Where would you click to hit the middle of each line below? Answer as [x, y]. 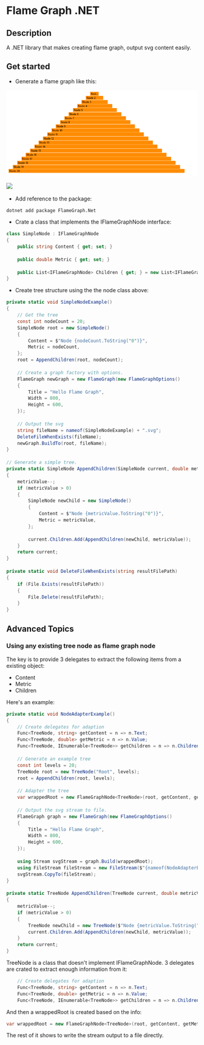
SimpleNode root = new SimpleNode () [64, 328]
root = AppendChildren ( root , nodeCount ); [70, 360]
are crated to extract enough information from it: [67, 969]
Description [29, 33]
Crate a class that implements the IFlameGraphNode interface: [93, 222]
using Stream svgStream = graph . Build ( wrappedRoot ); [85, 861]
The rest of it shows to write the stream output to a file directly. [85, 1035]
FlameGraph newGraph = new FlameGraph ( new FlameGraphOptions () [99, 379]
